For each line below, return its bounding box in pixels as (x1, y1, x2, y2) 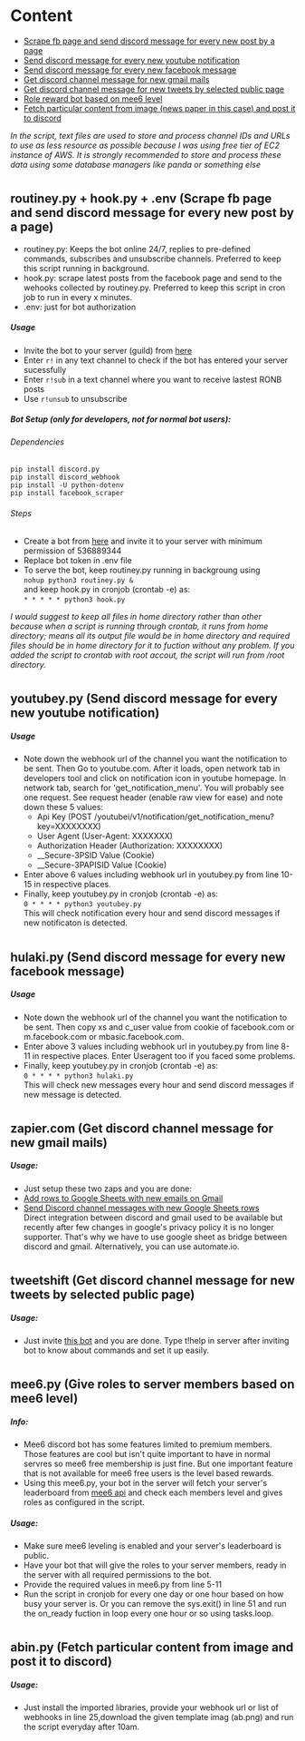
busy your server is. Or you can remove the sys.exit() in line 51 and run (23, 1599, 288, 1609)
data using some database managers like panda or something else (10, 159, 262, 170)
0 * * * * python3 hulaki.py (23, 1071, 134, 1081)
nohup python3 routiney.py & (23, 576, 134, 585)
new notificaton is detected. (23, 917, 128, 928)
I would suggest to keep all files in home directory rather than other (10, 611, 262, 622)
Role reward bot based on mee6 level (23, 93, 163, 104)
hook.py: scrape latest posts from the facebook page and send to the (23, 272, 282, 283)
